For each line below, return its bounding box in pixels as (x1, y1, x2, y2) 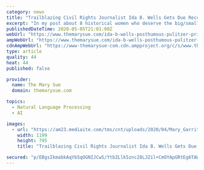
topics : (6, 98, 26, 105)
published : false (6, 65, 50, 72)
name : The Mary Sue (12, 82, 61, 88)
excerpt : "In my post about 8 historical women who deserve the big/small (6, 20, 200, 26)
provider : (6, 76, 32, 83)
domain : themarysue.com (12, 87, 72, 94)
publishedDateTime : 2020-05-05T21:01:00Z (6, 25, 113, 32)
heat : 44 (6, 59, 29, 66)
